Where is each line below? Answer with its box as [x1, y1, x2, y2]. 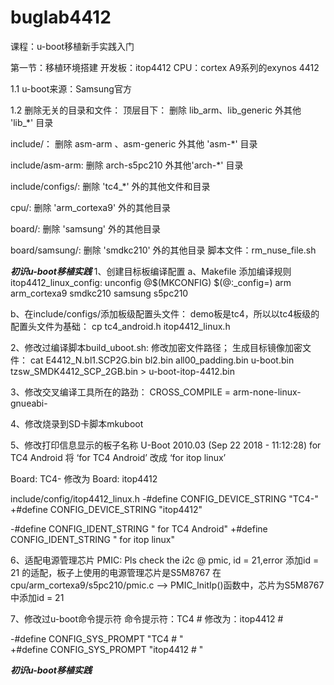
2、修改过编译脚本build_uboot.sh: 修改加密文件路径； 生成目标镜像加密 [10, 341, 303, 353]
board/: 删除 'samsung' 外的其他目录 [10, 222, 161, 235]
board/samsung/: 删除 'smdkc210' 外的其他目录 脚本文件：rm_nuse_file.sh [10, 244, 317, 256]
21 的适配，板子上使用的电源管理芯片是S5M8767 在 [10, 566, 222, 578]
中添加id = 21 [10, 591, 65, 603]
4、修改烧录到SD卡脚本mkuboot [10, 417, 144, 430]
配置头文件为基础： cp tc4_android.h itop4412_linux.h [10, 320, 231, 332]
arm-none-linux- [233, 386, 302, 398]
